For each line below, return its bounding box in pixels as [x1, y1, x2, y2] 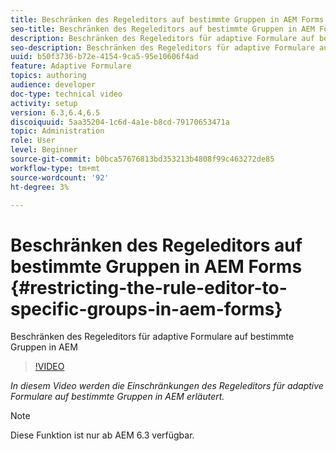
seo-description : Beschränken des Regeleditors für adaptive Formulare [10, 42, 315, 53]
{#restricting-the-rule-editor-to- [10, 276, 288, 299]
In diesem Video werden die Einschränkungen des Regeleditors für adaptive [10, 380, 324, 392]
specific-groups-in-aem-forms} [10, 297, 283, 320]
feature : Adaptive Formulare [10, 61, 132, 71]
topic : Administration [10, 126, 105, 136]
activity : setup [10, 98, 78, 108]
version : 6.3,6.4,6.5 [10, 107, 101, 118]
